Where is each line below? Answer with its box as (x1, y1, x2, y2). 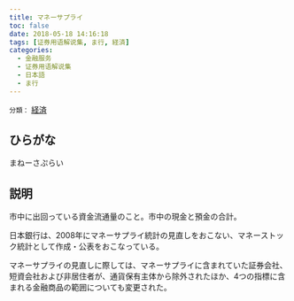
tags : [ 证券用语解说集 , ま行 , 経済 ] (9, 37, 130, 47)
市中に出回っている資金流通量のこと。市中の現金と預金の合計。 (9, 212, 242, 222)
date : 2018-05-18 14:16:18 (9, 29, 109, 38)
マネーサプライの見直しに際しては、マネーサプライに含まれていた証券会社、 (9, 260, 288, 271)
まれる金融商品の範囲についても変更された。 (9, 282, 172, 293)
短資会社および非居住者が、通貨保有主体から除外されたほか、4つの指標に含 (9, 271, 286, 282)
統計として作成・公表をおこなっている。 (16, 241, 164, 252)
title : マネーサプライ (9, 12, 84, 22)
